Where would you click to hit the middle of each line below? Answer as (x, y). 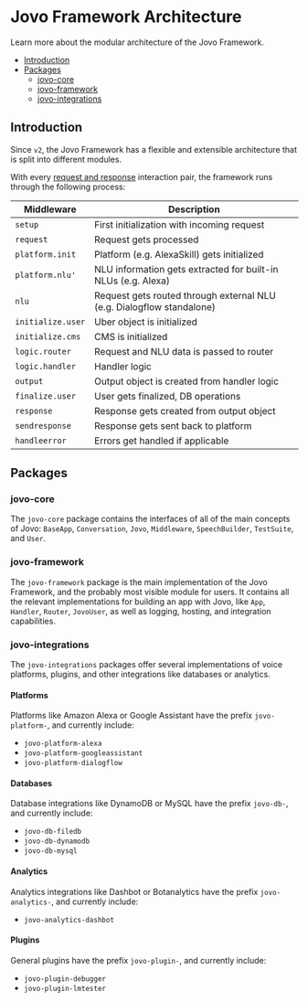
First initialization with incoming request (179, 224)
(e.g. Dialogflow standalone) (154, 306)
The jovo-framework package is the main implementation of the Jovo (139, 581)
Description (194, 209)
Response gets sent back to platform (173, 425)
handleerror (41, 440)
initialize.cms (48, 336)
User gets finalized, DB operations (167, 396)
